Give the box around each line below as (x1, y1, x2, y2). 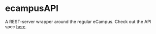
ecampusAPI (5, 3, 59, 14)
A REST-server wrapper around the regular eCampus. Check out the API (5, 19, 152, 24)
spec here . (5, 23, 27, 29)
